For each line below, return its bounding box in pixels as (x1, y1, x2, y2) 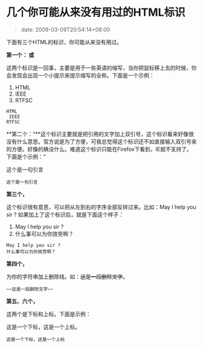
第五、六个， (6, 297, 38, 304)
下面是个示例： (6, 153, 43, 160)
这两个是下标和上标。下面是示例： (6, 310, 91, 318)
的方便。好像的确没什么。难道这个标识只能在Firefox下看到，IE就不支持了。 (6, 145, 192, 153)
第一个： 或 (6, 51, 34, 58)
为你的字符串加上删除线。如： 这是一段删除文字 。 (6, 273, 128, 280)
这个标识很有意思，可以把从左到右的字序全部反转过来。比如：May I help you (6, 203, 196, 211)
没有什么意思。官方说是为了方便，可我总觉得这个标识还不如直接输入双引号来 (6, 137, 197, 145)
